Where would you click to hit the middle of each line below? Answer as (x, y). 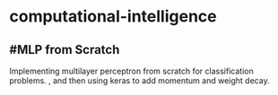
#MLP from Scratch (65, 50)
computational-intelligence (113, 17)
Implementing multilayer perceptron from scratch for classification (131, 71)
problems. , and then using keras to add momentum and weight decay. (140, 81)
